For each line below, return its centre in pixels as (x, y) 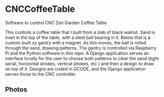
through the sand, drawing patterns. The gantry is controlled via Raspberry (81, 48)
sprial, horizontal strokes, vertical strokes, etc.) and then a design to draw (80, 64)
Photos (16, 90)
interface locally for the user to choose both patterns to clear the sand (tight (82, 58)
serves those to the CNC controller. (41, 74)
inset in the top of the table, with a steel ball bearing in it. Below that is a (78, 37)
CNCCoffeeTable (40, 9)
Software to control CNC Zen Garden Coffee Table (56, 23)
